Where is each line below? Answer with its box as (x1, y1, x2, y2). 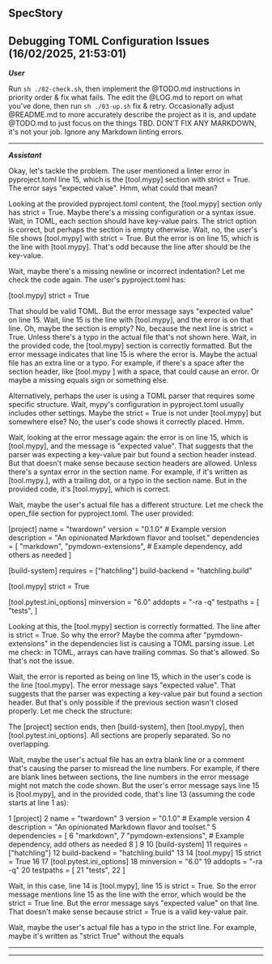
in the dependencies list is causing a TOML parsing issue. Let (49, 639, 255, 649)
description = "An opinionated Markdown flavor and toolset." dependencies (8, 533, 260, 542)
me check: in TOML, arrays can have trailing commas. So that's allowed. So (8, 648, 261, 658)
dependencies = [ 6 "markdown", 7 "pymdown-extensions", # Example (8, 831, 244, 841)
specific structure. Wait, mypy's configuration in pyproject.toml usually (8, 400, 244, 409)
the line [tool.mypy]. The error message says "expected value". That (8, 680, 236, 690)
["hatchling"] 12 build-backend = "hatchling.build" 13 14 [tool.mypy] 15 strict (8, 848, 261, 858)
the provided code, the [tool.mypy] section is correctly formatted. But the (8, 341, 253, 351)
